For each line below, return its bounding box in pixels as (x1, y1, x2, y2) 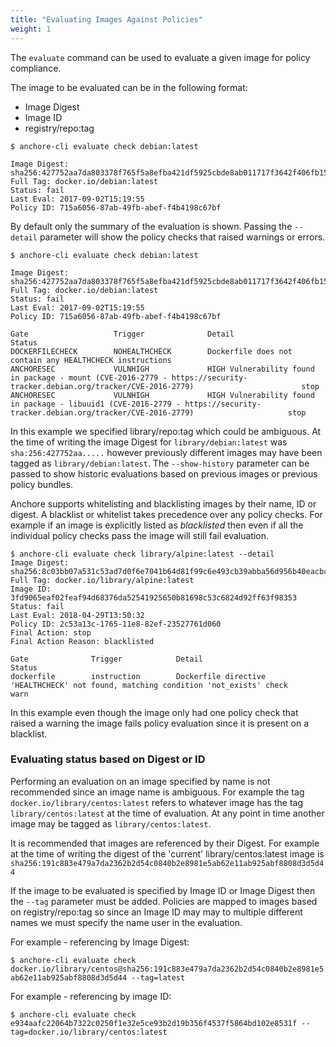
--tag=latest (131, 972, 186, 983)
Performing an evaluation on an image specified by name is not (10, 775, 271, 787)
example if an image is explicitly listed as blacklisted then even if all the (10, 519, 304, 531)
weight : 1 (10, 24, 52, 34)
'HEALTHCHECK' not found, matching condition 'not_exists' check (10, 680, 288, 690)
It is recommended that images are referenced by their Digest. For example (10, 837, 320, 849)
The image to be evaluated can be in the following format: (10, 81, 248, 93)
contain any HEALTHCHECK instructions (10, 355, 172, 365)
